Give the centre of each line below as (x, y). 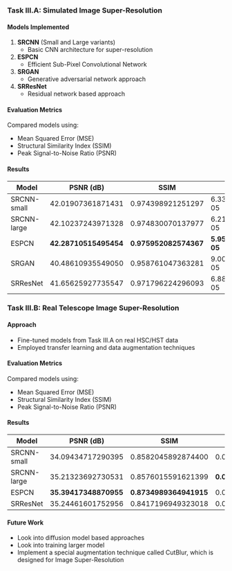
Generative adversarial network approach (87, 79)
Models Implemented (38, 27)
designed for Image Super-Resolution (70, 560)
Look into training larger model (61, 545)
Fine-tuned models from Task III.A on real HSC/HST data (97, 340)
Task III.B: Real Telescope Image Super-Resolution (93, 308)
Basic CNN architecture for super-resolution (90, 50)
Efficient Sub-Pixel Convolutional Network (87, 64)
